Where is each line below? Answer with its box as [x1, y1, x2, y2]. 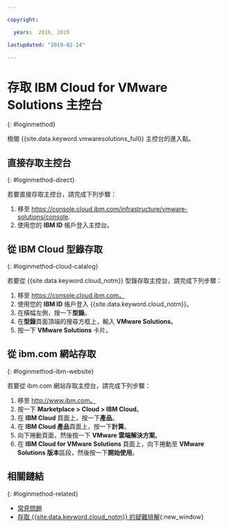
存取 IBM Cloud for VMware [7, 79, 168, 95]
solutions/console [17, 213, 69, 221]
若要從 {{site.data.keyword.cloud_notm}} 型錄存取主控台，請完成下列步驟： [7, 276, 223, 285]
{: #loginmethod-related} [7, 489, 78, 497]
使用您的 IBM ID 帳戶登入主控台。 [17, 221, 113, 229]
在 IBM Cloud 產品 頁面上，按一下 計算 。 [17, 422, 131, 431]
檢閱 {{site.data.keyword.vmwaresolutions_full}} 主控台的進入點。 [7, 135, 195, 143]
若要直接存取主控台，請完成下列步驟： [7, 190, 117, 199]
